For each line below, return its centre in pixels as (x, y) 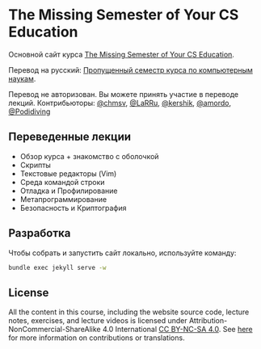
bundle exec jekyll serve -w (57, 267)
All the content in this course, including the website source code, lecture (129, 312)
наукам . (22, 78)
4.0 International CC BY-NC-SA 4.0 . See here (177, 330)
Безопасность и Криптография (73, 208)
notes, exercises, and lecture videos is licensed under (98, 321)
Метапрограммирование (63, 199)
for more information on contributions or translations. (97, 338)
